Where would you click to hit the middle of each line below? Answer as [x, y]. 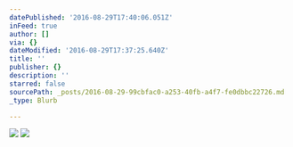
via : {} [24, 42]
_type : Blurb [33, 100]
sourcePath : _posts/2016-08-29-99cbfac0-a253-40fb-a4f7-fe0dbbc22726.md [147, 92]
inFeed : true [33, 26]
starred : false [37, 84]
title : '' [28, 59]
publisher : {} [36, 68]
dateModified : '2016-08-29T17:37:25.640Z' [89, 51]
